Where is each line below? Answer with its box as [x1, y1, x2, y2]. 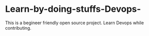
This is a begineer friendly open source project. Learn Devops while [5, 20, 144, 26]
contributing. [5, 25, 31, 31]
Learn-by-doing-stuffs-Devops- [5, 3, 141, 15]
